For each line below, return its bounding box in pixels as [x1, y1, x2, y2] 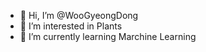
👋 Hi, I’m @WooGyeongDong [19, 10, 139, 21]
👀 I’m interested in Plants [19, 20, 123, 32]
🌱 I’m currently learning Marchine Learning [19, 31, 197, 42]
